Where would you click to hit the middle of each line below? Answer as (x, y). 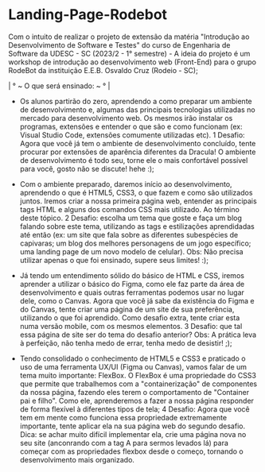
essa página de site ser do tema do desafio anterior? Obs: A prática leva (138, 335)
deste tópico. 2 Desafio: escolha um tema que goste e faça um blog (131, 218)
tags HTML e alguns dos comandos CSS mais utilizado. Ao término (130, 209)
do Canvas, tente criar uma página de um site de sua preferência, (127, 309)
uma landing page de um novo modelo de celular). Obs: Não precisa (132, 251)
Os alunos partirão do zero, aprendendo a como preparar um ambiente (136, 101)
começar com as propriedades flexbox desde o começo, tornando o (132, 451)
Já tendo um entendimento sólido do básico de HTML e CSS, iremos (132, 275)
